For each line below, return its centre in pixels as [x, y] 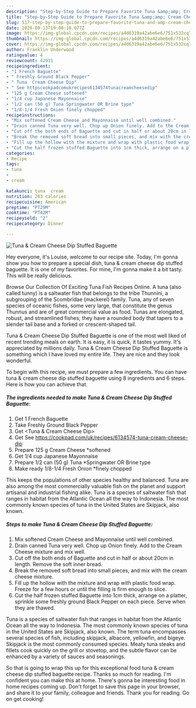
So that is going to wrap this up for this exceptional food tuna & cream [90, 668]
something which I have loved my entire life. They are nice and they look [93, 354]
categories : [20, 153]
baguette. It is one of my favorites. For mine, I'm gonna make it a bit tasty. [94, 269]
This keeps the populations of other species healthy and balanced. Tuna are [97, 480]
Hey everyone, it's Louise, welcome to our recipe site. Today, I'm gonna [92, 257]
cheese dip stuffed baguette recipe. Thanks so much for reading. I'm [89, 674]
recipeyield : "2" [27, 218]
